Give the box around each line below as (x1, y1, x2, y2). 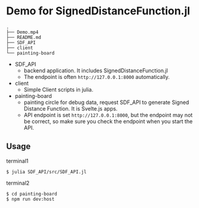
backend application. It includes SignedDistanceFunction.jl (23, 67, 169, 74)
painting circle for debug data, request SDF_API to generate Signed (23, 99, 189, 106)
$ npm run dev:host (6, 196, 55, 202)
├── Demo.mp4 (6, 29, 39, 35)
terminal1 (6, 157, 29, 164)
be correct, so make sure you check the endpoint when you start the (23, 118, 193, 125)
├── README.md (6, 34, 42, 40)
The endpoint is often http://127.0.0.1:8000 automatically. (23, 73, 170, 80)
